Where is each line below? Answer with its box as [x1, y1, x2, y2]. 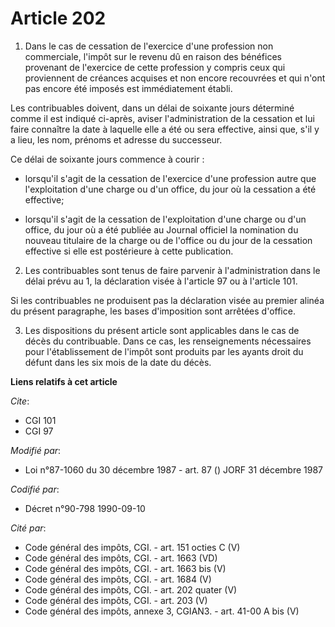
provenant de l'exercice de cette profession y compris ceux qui [24, 61, 286, 73]
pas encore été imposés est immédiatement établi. [24, 82, 233, 94]
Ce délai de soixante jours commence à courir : [10, 153, 205, 165]
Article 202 [10, 7, 107, 30]
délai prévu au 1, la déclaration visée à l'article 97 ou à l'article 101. [24, 275, 298, 287]
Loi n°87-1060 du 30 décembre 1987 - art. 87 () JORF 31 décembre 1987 [24, 463, 324, 476]
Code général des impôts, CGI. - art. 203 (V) [24, 594, 208, 606]
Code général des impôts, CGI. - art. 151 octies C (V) [24, 541, 241, 553]
